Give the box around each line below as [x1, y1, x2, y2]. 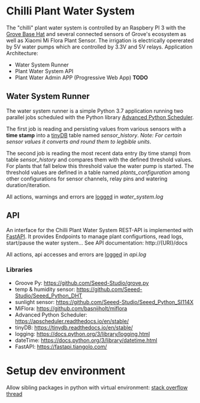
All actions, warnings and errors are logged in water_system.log [6, 193, 163, 200]
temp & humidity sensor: [14, 285, 75, 293]
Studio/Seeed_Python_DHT [14, 292, 83, 299]
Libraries [6, 266, 33, 274]
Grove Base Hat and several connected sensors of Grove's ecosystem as [6, 30, 187, 37]
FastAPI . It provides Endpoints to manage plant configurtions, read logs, [6, 233, 184, 240]
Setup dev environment [6, 364, 126, 378]
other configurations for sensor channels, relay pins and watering [6, 175, 168, 182]
